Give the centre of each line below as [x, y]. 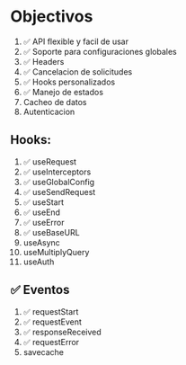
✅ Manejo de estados [63, 92]
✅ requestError [51, 342]
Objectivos [52, 17]
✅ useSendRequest [59, 191]
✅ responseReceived [62, 332]
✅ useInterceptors [57, 172]
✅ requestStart [51, 311]
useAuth [39, 262]
